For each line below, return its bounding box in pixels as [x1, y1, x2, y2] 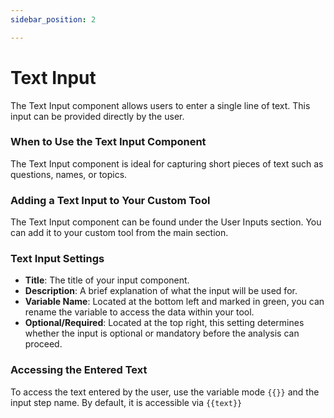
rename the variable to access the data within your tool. [24, 306, 255, 318]
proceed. [24, 338, 63, 350]
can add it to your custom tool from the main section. [10, 227, 229, 239]
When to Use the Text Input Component [10, 135, 207, 149]
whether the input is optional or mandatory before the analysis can [24, 327, 300, 340]
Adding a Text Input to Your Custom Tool [10, 193, 211, 207]
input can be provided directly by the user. [10, 110, 185, 122]
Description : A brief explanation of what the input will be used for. [24, 285, 298, 297]
